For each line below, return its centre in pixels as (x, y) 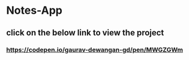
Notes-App (34, 10)
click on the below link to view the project (85, 33)
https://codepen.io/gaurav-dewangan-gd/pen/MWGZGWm (95, 50)
